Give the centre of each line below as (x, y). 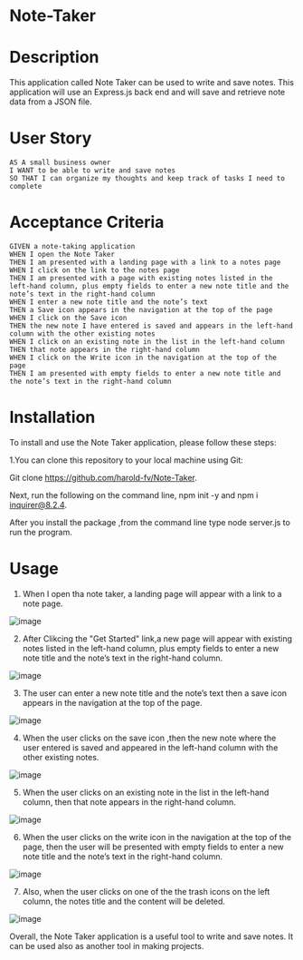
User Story (51, 138)
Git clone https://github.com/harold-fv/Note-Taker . (103, 477)
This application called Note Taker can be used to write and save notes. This (151, 83)
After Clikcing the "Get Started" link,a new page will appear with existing (157, 638)
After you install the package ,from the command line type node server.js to (150, 522)
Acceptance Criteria (87, 222)
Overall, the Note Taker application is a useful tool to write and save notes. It (151, 936)
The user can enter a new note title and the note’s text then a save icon (155, 693)
